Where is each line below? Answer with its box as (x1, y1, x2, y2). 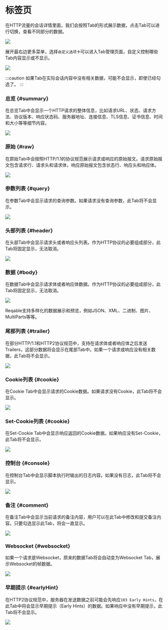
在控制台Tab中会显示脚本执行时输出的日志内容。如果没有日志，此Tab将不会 (5, 472, 161, 478)
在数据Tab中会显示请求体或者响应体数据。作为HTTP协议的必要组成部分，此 (5, 281, 161, 287)
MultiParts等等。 (5, 314, 40, 320)
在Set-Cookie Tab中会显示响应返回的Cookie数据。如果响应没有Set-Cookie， (5, 430, 163, 436)
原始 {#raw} (5, 143, 35, 150)
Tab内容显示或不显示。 (5, 55, 53, 61)
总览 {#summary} (5, 95, 49, 102)
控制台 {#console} (5, 460, 50, 467)
